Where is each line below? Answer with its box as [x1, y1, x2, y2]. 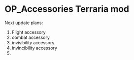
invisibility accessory [11, 39, 55, 45]
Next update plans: [4, 20, 43, 26]
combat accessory [11, 34, 50, 40]
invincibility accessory [11, 45, 58, 51]
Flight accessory [11, 29, 46, 35]
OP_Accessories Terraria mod [4, 3, 130, 15]
